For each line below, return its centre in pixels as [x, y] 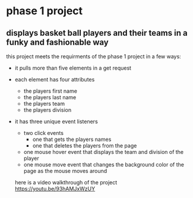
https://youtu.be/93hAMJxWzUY [55, 189]
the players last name [50, 97]
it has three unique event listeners [56, 121]
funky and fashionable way [57, 42]
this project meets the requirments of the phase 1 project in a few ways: [94, 56]
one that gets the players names [72, 139]
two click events [44, 133]
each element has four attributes [55, 79]
